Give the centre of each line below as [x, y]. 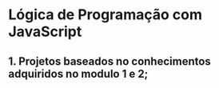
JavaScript [45, 32]
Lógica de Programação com [105, 15]
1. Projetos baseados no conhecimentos [110, 61]
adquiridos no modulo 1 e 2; [78, 74]
